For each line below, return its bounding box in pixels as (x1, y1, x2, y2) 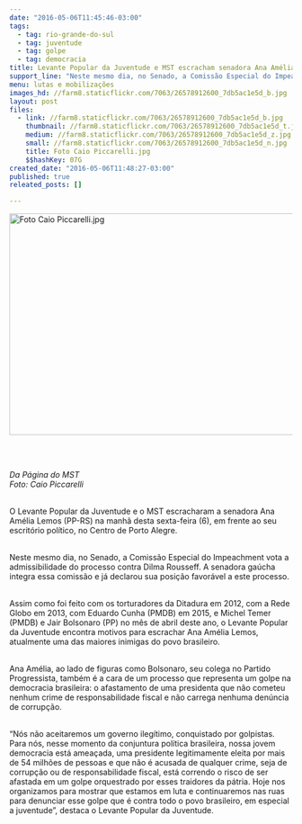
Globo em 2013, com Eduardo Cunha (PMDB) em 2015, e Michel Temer (9, 608, 271, 619)
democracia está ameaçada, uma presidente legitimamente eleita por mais (9, 748, 286, 758)
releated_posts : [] (9, 181, 83, 190)
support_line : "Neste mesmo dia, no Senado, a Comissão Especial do (9, 72, 271, 81)
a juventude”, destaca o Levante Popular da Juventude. (9, 805, 214, 816)
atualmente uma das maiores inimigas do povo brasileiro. (9, 636, 220, 648)
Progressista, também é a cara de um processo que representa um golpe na (9, 673, 292, 684)
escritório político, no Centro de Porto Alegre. (9, 525, 178, 536)
